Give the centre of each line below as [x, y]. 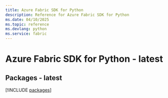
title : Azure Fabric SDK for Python [44, 10]
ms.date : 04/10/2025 [27, 19]
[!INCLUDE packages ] [28, 90]
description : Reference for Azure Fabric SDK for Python [67, 15]
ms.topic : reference [27, 24]
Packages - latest [34, 78]
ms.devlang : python [26, 29]
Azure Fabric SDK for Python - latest [84, 59]
